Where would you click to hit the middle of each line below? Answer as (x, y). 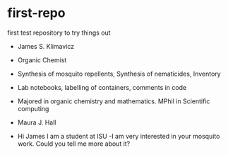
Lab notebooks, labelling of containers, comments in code (102, 87)
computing (33, 108)
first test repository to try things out (59, 33)
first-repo (36, 13)
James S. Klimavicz (46, 46)
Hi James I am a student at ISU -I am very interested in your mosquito (119, 136)
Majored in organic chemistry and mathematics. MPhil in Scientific (114, 101)
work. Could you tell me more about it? (74, 144)
